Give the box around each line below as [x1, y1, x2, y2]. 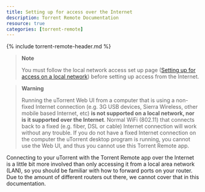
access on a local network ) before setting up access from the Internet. [21, 73, 199, 80]
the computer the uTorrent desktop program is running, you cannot [21, 136, 191, 143]
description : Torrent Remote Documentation [6, 15, 119, 21]
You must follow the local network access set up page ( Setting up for [21, 67, 196, 74]
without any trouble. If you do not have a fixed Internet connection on [21, 129, 196, 136]
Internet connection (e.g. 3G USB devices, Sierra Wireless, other [35, 103, 198, 111]
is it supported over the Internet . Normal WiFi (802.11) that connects [21, 116, 195, 124]
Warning [21, 85, 44, 92]
